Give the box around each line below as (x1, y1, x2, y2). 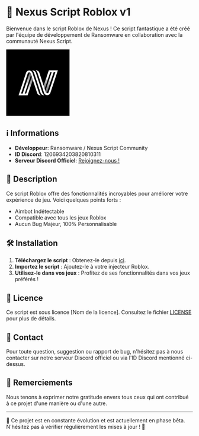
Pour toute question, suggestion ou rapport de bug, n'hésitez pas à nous (6, 348, 184, 355)
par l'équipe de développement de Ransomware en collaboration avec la (6, 31, 183, 38)
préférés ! (14, 276, 39, 283)
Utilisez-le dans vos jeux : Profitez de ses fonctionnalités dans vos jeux (14, 269, 191, 276)
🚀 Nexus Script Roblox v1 (6, 5, 131, 19)
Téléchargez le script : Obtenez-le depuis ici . (14, 257, 126, 264)
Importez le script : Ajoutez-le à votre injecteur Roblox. (14, 263, 150, 270)
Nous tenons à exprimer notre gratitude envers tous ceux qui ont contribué (6, 393, 189, 400)
